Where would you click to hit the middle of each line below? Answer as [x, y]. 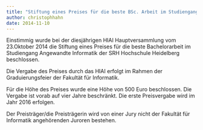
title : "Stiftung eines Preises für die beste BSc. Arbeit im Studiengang [102, 12]
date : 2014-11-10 [28, 23]
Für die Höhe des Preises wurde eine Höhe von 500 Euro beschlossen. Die [99, 89]
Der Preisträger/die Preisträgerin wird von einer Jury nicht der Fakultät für [98, 114]
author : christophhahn [35, 18]
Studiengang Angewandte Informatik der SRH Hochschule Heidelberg [93, 53]
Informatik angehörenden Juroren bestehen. [61, 120]
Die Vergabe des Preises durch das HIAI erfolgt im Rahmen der [85, 71]
